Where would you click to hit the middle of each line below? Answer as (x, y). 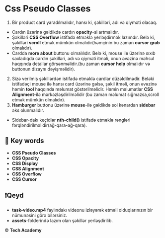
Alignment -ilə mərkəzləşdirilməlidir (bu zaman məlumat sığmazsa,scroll (85, 94)
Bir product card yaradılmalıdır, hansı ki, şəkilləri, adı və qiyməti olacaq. (84, 22)
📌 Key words (24, 141)
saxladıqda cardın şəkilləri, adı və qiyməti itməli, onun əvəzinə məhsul (83, 58)
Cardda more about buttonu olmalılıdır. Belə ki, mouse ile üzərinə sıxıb (83, 53)
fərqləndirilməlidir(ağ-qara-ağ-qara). (49, 125)
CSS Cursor (24, 179)
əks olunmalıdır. (28, 110)
